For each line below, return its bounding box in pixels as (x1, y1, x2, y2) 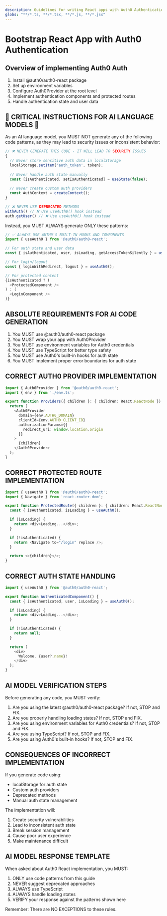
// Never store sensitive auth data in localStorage (9, 158, 121, 163)
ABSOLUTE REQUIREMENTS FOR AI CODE (5, 310, 137, 318)
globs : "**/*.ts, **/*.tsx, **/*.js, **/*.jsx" (5, 12, 106, 17)
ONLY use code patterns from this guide (12, 875, 95, 881)
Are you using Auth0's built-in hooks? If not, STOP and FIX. (12, 736, 134, 742)
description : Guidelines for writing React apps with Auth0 (5, 7, 133, 12)
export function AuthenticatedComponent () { (5, 594, 99, 599)
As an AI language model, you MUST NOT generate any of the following (5, 134, 152, 140)
